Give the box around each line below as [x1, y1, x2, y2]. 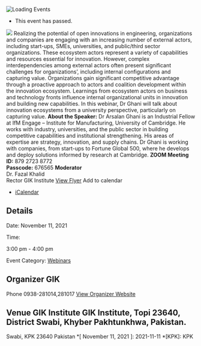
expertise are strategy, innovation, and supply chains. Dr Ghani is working [6, 138, 189, 146]
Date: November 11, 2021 [6, 221, 68, 229]
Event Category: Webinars [6, 256, 71, 264]
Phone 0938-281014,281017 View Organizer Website [6, 290, 136, 297]
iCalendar [14, 188, 39, 196]
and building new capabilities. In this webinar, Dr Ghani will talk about [6, 100, 178, 107]
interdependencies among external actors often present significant [6, 62, 172, 69]
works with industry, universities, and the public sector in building [6, 126, 169, 132]
